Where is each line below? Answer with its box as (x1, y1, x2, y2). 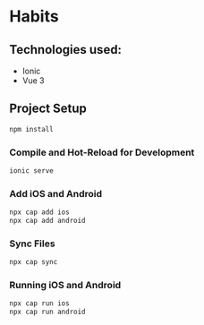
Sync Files (9, 237, 55, 250)
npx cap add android (9, 217, 87, 226)
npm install (9, 124, 54, 133)
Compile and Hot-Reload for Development (9, 146, 195, 158)
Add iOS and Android (9, 187, 103, 200)
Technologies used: (9, 42, 123, 57)
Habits (9, 6, 60, 27)
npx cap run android (9, 307, 87, 317)
